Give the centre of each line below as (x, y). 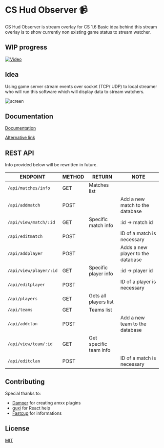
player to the (135, 254)
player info (101, 274)
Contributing (25, 382)
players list (101, 302)
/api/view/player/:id (32, 271)
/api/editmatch (25, 236)
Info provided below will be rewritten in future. (51, 165)
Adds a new (134, 247)
